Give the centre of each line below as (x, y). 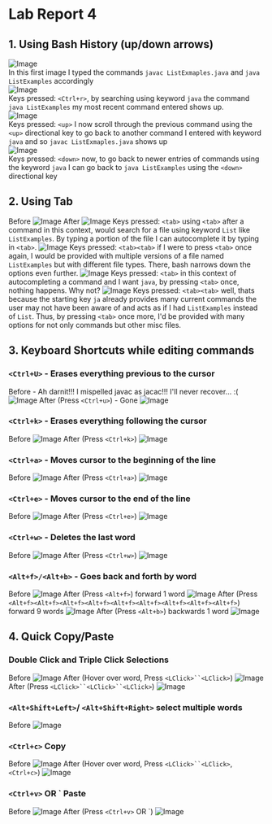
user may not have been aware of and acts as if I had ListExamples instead (133, 307)
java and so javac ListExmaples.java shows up (88, 142)
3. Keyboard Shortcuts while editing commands (131, 351)
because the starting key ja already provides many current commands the (133, 299)
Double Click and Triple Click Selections (89, 660)
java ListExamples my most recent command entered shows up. (117, 107)
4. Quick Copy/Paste (61, 637)
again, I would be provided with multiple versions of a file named (117, 255)
